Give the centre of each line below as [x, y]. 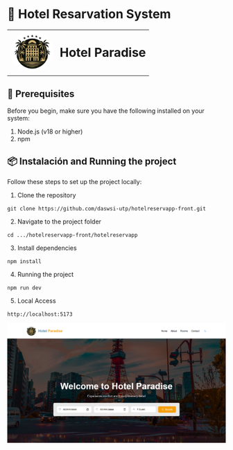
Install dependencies [47, 248]
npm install [24, 261]
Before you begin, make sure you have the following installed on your [106, 111]
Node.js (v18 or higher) [50, 132]
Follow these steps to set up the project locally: [75, 181]
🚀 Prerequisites [41, 94]
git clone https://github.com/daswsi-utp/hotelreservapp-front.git [107, 208]
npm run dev [24, 288]
